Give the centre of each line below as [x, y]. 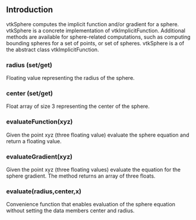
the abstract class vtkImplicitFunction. [53, 49]
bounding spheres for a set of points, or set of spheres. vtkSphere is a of [95, 43]
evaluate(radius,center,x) [44, 191]
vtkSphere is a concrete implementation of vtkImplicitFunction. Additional [96, 30]
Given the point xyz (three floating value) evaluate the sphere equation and [98, 135]
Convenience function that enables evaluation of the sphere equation [91, 204]
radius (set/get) [29, 65]
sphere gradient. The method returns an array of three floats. [81, 176]
